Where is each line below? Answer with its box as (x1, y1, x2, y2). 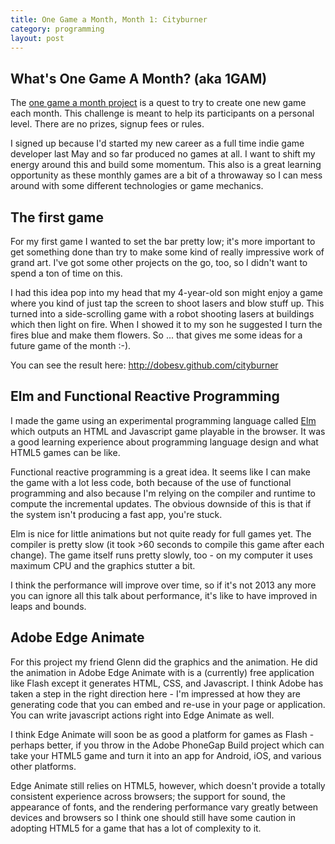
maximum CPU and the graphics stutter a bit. (10, 559, 196, 571)
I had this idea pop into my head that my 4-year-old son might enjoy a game (10, 287, 323, 298)
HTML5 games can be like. (10, 446, 121, 458)
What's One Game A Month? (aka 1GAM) (10, 70, 268, 87)
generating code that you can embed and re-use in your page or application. (10, 698, 326, 710)
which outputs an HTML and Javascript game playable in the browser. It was (10, 425, 326, 437)
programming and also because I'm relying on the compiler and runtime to (10, 487, 316, 499)
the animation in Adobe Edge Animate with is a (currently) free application (10, 666, 315, 678)
